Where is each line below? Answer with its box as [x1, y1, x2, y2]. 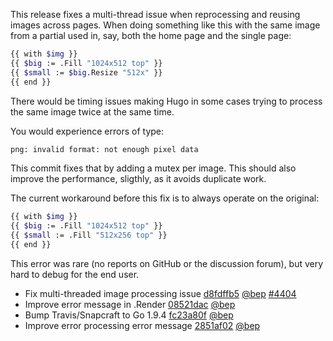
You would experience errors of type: [10, 125, 165, 137]
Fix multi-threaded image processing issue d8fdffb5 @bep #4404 [24, 287, 297, 299]
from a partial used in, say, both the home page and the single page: [10, 30, 292, 41]
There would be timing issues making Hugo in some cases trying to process [10, 95, 323, 107]
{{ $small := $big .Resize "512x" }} [10, 67, 163, 78]
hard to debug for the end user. [10, 268, 140, 280]
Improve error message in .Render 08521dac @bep [24, 298, 236, 310]
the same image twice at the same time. [10, 105, 175, 118]
